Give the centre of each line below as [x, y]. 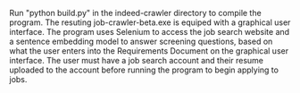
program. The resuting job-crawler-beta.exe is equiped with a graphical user [150, 22]
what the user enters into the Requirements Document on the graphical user [149, 51]
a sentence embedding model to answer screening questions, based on [141, 41]
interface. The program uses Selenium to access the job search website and [150, 32]
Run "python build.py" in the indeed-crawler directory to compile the [135, 13]
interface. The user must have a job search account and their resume [137, 60]
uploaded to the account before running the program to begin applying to [144, 70]
